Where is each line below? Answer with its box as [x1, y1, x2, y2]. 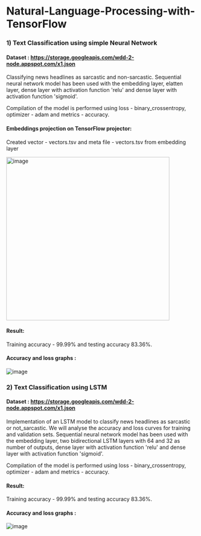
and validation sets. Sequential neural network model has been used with [6, 431, 188, 438]
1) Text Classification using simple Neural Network [6, 39, 158, 47]
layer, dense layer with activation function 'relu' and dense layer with [6, 87, 177, 94]
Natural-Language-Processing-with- [6, 4, 196, 18]
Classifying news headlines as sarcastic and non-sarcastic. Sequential [6, 74, 182, 81]
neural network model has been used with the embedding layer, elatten [6, 80, 183, 87]
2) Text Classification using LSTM [6, 383, 107, 391]
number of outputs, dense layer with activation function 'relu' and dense [6, 443, 186, 451]
